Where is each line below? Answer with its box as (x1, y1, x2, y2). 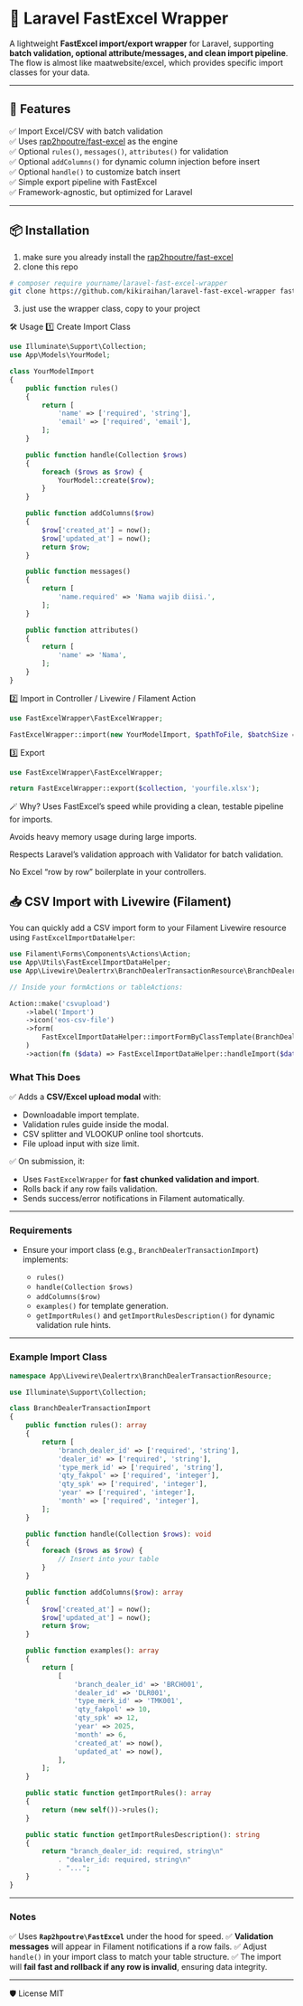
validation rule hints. (35, 1320, 111, 1331)
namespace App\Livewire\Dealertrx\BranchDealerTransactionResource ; (9, 1371, 272, 1380)
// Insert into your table (57, 1555, 160, 1564)
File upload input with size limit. (22, 1138, 140, 1149)
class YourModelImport (9, 367, 95, 376)
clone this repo (22, 261, 78, 272)
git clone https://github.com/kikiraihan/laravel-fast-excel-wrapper (9, 287, 277, 297)
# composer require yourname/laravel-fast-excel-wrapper (9, 278, 228, 287)
